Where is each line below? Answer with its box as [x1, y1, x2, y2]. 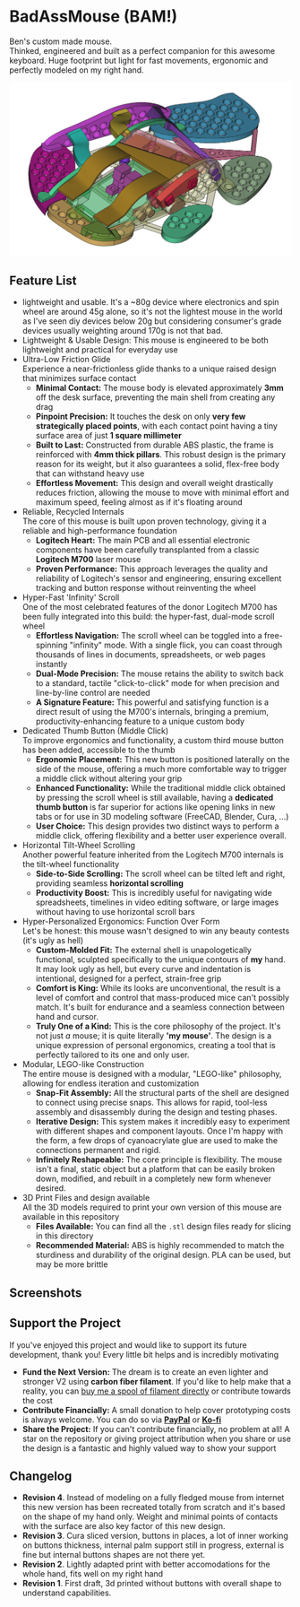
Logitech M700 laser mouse [35, 554, 141, 565]
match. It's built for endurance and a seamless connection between [35, 1002, 285, 1012]
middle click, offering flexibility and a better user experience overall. [35, 830, 287, 841]
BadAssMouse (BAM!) [9, 6, 178, 27]
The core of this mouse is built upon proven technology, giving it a [21, 516, 267, 526]
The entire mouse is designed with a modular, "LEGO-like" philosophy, [21, 1069, 282, 1080]
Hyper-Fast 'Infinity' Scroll [21, 592, 120, 603]
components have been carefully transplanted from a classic [35, 544, 260, 555]
